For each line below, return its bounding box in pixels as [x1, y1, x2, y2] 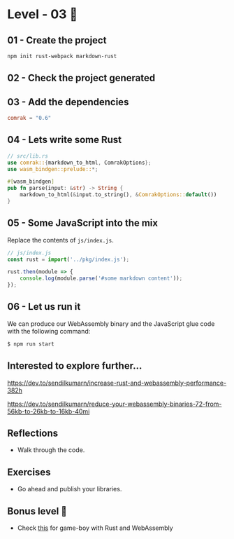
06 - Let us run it [7, 301, 81, 313]
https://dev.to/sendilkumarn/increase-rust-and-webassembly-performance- [7, 378, 227, 387]
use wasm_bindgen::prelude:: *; [7, 165, 98, 172]
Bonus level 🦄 [7, 505, 68, 517]
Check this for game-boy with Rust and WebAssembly [17, 524, 173, 532]
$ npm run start [7, 340, 54, 348]
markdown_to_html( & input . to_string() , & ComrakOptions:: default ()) [20, 191, 217, 198]
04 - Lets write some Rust [7, 134, 122, 146]
